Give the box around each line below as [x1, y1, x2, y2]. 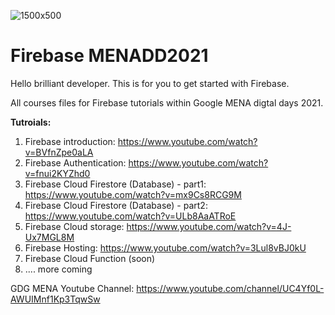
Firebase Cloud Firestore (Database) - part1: [24, 178, 207, 190]
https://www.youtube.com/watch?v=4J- [126, 220, 292, 232]
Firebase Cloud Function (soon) [24, 252, 156, 264]
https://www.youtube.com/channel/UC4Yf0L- [136, 282, 325, 294]
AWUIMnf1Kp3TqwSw [10, 293, 101, 305]
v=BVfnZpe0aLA [24, 146, 94, 158]
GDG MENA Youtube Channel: [10, 282, 135, 294]
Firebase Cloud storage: [24, 220, 125, 232]
